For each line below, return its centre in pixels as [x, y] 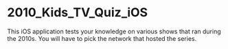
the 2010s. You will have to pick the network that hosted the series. [102, 38]
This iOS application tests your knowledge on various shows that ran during [114, 31]
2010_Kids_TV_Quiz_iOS [78, 13]
